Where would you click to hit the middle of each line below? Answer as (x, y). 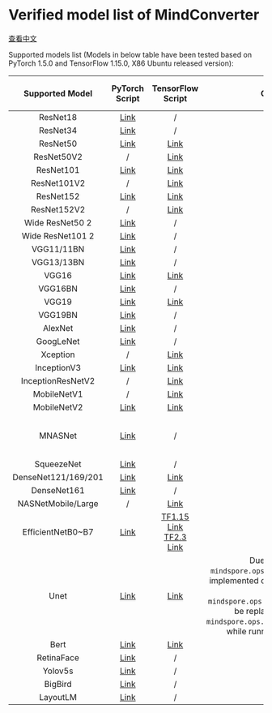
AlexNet (58, 328)
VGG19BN (58, 315)
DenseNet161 (58, 490)
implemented (234, 580)
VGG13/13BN (58, 262)
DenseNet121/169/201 (58, 477)
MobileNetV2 (58, 407)
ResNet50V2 (58, 157)
